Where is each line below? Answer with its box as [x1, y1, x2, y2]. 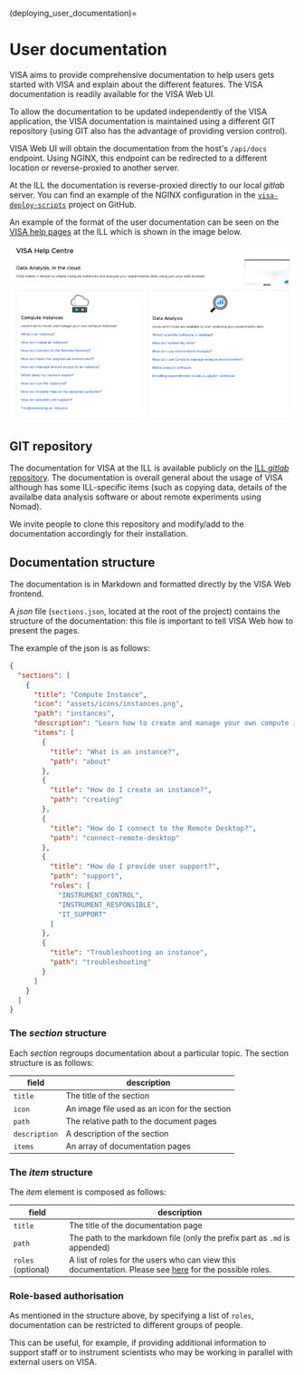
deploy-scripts [9, 200, 67, 209]
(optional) [13, 1264, 50, 1275]
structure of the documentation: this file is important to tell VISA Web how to [9, 615, 294, 626]
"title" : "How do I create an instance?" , [49, 786, 213, 795]
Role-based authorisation [9, 1289, 124, 1302]
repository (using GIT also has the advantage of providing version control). [9, 125, 288, 136]
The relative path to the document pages [65, 1115, 217, 1127]
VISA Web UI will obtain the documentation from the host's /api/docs [9, 142, 267, 153]
